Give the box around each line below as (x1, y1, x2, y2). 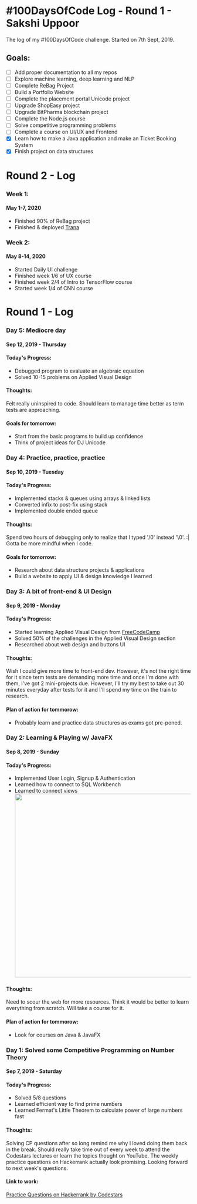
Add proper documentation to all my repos (14, 69, 117, 76)
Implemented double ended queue (14, 507, 98, 514)
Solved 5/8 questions (14, 1094, 66, 1101)
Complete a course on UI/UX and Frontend (14, 128, 118, 136)
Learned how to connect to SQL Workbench (14, 781, 121, 788)
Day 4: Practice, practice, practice (6, 454, 106, 462)
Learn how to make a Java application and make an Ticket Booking (14, 135, 176, 142)
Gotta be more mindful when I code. (6, 540, 93, 547)
